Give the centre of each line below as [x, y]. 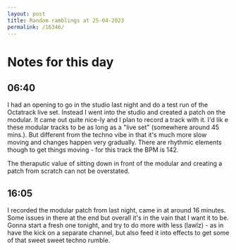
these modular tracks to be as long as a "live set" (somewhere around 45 [113, 127]
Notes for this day [61, 62]
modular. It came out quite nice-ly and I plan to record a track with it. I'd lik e [118, 120]
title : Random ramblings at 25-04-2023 [66, 20]
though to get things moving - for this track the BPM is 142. [93, 150]
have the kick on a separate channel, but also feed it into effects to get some [118, 233]
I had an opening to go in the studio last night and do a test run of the [108, 105]
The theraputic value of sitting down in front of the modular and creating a [115, 164]
